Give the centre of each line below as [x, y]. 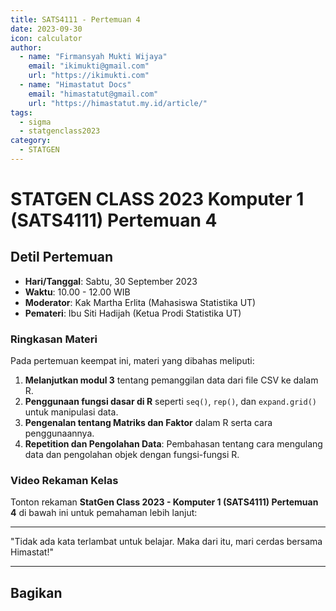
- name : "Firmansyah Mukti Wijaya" [93, 57]
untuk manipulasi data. [71, 412]
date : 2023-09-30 [46, 29]
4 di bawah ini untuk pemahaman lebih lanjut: [104, 513]
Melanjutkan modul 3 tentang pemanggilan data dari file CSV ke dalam [171, 380]
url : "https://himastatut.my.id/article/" [118, 103]
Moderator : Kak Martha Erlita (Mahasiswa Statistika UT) [140, 302]
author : [26, 47]
